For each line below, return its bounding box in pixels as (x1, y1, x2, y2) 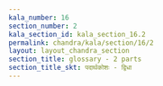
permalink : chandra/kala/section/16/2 (8, 38, 154, 47)
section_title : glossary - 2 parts (8, 55, 142, 64)
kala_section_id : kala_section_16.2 (8, 30, 146, 39)
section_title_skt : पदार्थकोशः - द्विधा (8, 64, 132, 73)
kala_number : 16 (8, 13, 69, 22)
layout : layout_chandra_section (8, 47, 130, 56)
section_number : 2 (8, 21, 77, 30)
